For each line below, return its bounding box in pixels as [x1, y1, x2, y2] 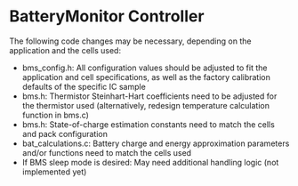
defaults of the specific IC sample [21, 81, 147, 92]
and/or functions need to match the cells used [21, 147, 192, 158]
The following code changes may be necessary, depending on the [9, 36, 252, 46]
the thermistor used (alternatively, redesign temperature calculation [21, 100, 270, 110]
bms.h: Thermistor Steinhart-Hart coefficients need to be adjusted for [21, 91, 278, 101]
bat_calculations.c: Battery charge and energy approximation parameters [21, 138, 290, 149]
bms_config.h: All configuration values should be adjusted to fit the [21, 62, 268, 73]
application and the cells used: [9, 44, 122, 55]
